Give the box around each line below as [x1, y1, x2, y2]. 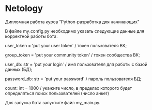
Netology [5, 3, 43, 14]
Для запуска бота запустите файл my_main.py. [5, 99, 101, 105]
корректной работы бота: [5, 33, 58, 39]
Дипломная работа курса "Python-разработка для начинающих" [5, 19, 139, 25]
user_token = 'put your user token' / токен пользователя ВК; [5, 42, 127, 48]
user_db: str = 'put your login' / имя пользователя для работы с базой [5, 61, 148, 67]
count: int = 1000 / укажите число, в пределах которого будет [5, 85, 132, 91]
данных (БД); [5, 66, 32, 72]
